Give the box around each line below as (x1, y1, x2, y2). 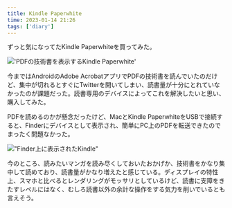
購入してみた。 (7, 98, 50, 106)
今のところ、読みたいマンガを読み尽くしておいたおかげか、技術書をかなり (7, 160, 220, 168)
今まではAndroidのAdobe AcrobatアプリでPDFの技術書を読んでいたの (7, 72, 206, 80)
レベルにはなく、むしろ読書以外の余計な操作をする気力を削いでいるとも (19, 185, 226, 193)
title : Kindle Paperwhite (7, 10, 82, 17)
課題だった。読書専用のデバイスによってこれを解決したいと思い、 (37, 89, 225, 97)
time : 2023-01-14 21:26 (7, 17, 76, 23)
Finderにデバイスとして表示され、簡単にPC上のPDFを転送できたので (25, 122, 222, 130)
